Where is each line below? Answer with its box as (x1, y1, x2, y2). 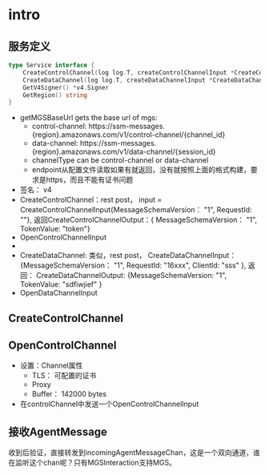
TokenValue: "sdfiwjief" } (19, 280, 102, 289)
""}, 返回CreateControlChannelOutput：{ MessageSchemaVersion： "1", (19, 215, 258, 225)
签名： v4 (19, 185, 52, 195)
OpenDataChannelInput (19, 288, 98, 298)
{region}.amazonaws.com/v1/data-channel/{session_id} (31, 147, 216, 157)
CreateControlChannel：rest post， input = (19, 195, 163, 205)
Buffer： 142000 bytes (31, 389, 106, 399)
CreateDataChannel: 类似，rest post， (19, 251, 147, 260)
